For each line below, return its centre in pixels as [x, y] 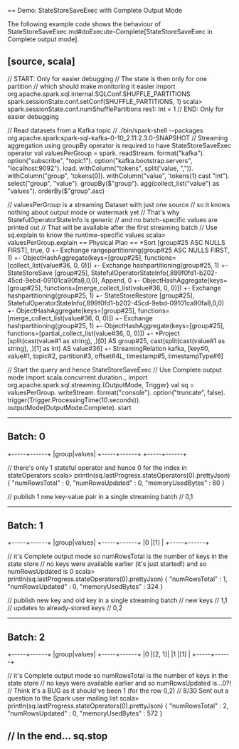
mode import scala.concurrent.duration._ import [78, 377]
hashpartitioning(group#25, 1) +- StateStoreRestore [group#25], [101, 295]
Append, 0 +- [121, 280]
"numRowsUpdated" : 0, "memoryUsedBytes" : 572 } [85, 713]
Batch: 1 [26, 526]
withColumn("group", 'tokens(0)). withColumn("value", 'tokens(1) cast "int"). [118, 176]
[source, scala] [42, 62]
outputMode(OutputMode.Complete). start [69, 407]
